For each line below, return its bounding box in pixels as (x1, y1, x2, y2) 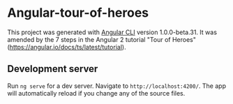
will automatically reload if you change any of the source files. (7, 89, 186, 97)
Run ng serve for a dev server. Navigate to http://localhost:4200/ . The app (7, 82, 227, 90)
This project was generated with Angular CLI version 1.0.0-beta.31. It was (7, 28, 218, 36)
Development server (7, 63, 98, 75)
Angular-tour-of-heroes (7, 5, 149, 21)
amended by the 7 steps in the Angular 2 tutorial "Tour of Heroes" (7, 35, 197, 43)
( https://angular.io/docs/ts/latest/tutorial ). (7, 43, 127, 51)
